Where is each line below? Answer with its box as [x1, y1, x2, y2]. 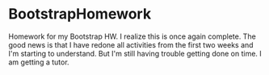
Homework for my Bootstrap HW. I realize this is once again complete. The [8, 31, 256, 41]
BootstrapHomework [8, 5, 152, 23]
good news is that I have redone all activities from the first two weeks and [8, 40, 254, 49]
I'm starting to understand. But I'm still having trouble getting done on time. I [8, 48, 263, 58]
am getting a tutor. [8, 57, 70, 67]
